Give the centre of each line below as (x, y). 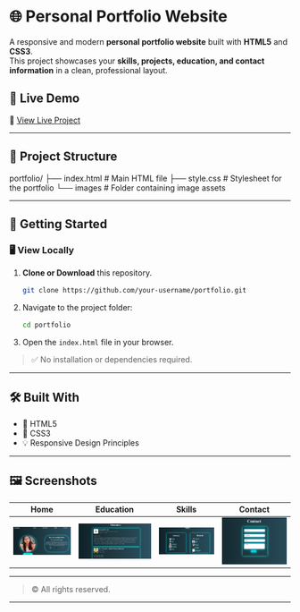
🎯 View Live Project (45, 120)
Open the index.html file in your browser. (98, 342)
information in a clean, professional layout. (88, 70)
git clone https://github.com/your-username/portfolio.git (134, 291)
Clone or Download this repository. (87, 273)
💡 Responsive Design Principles (81, 442)
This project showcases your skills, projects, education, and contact (137, 61)
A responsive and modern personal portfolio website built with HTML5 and (149, 41)
